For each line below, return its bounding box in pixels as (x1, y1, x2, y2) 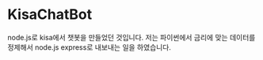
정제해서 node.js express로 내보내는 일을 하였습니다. (7, 42, 172, 52)
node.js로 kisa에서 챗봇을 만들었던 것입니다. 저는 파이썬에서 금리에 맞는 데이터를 (7, 32, 256, 42)
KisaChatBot (7, 6, 93, 24)
